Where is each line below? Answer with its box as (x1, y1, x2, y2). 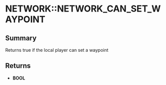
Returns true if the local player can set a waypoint (5, 47, 108, 53)
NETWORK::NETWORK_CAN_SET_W (5, 3, 161, 15)
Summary (5, 34, 37, 42)
